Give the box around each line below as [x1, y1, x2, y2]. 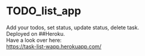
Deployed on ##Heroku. [6, 30, 65, 37]
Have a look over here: [6, 36, 62, 43]
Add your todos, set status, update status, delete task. [6, 24, 139, 31]
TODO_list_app [6, 4, 82, 18]
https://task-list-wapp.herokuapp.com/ [6, 43, 101, 50]
